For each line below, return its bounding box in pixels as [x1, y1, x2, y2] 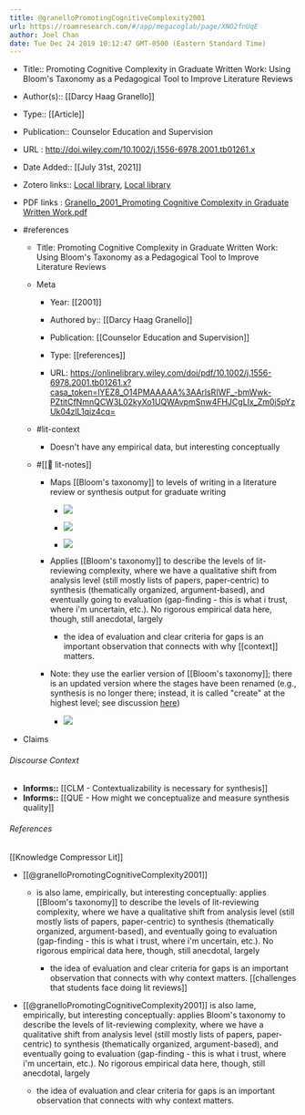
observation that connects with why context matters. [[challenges [49, 972, 297, 983]
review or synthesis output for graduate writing [49, 487, 227, 498]
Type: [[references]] [49, 350, 126, 361]
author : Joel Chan [9, 30, 79, 39]
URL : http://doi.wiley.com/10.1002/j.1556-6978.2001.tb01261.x [22, 144, 256, 155]
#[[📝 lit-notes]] [36, 459, 93, 470]
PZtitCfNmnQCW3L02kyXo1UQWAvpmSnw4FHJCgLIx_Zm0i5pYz [49, 397, 296, 408]
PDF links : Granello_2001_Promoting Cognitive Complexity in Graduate [22, 197, 290, 208]
